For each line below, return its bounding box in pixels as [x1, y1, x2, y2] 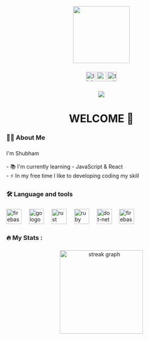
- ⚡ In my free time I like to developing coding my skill [6, 172, 139, 179]
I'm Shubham [6, 149, 39, 157]
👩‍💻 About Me [6, 133, 45, 141]
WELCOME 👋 [69, 112, 134, 126]
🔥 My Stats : [6, 233, 43, 242]
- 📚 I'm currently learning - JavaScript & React [6, 163, 123, 170]
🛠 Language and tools [6, 189, 74, 198]
